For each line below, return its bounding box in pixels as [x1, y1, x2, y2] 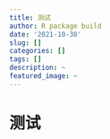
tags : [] [9, 55, 42, 64]
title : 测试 [9, 13, 51, 22]
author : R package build [9, 22, 102, 30]
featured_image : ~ [9, 72, 78, 81]
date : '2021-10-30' [9, 30, 82, 39]
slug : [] [9, 38, 42, 48]
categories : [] [9, 47, 66, 56]
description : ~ [9, 64, 66, 73]
